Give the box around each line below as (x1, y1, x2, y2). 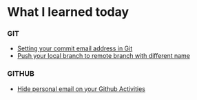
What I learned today (7, 4, 129, 20)
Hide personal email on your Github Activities (17, 84, 146, 93)
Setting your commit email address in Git (17, 44, 133, 52)
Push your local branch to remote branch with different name (17, 52, 191, 60)
